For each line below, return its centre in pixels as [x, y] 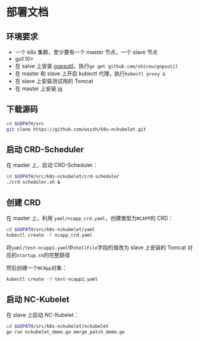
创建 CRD [23, 202]
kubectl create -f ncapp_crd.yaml [50, 235]
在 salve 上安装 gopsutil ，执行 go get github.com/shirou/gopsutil [96, 66]
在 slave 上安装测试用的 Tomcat [54, 81]
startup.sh [30, 255]
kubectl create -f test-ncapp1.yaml [52, 279]
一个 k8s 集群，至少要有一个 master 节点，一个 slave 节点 [86, 52]
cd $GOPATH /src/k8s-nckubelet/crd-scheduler [63, 177]
